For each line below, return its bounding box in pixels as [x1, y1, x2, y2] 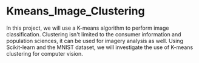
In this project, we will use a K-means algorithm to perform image [6, 24, 169, 31]
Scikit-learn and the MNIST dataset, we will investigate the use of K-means [6, 44, 194, 51]
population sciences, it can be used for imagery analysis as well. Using [6, 37, 184, 44]
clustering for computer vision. [6, 50, 83, 57]
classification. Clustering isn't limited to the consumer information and [6, 30, 181, 38]
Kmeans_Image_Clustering [6, 4, 145, 18]
